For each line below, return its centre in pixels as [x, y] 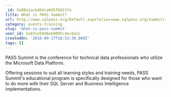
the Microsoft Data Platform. [35, 63]
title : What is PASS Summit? [36, 15]
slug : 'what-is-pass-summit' [36, 29]
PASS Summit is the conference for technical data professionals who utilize [84, 57]
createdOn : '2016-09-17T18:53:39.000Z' [48, 39]
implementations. [23, 89]
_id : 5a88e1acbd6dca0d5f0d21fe [38, 10]
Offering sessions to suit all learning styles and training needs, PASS [77, 73]
